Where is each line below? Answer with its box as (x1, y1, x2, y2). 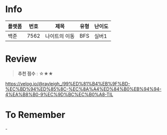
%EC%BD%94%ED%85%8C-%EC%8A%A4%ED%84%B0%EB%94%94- (5, 86, 161, 92)
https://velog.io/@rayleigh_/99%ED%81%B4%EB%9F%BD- (5, 80, 130, 86)
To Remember (5, 109, 65, 121)
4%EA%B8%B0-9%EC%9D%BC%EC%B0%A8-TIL (5, 91, 113, 97)
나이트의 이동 (45, 32, 75, 39)
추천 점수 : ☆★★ (17, 70, 53, 76)
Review (5, 53, 37, 65)
